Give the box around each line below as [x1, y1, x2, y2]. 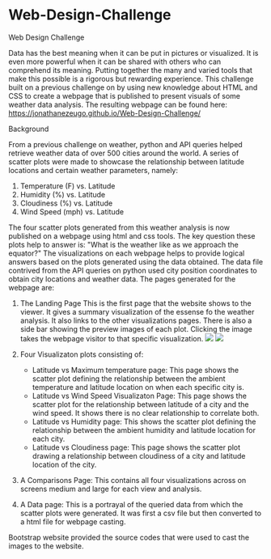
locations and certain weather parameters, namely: [8, 165, 179, 175]
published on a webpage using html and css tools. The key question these [8, 231, 256, 240]
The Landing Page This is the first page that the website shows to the [19, 298, 252, 308]
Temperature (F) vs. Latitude [19, 180, 116, 191]
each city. [32, 434, 66, 443]
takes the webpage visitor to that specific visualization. [19, 333, 204, 343]
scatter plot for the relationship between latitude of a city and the [32, 399, 249, 409]
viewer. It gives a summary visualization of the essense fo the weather [19, 307, 255, 316]
